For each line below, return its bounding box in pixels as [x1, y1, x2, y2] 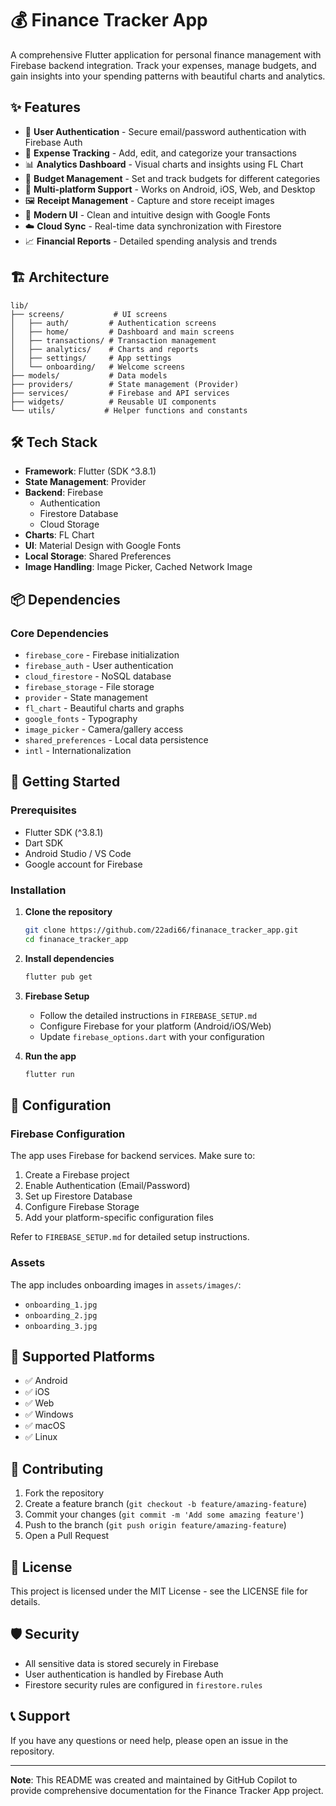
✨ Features [10, 99, 81, 116]
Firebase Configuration [10, 1127, 126, 1141]
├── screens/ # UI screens [10, 309, 168, 319]
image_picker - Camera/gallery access [24, 723, 184, 736]
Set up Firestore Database [24, 1190, 133, 1202]
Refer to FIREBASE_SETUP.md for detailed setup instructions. [10, 1231, 250, 1243]
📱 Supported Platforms [10, 1348, 156, 1365]
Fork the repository [24, 1487, 105, 1499]
